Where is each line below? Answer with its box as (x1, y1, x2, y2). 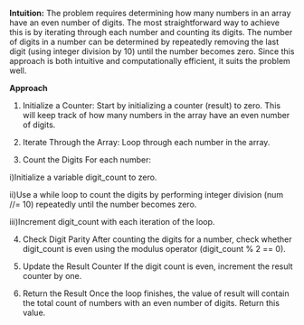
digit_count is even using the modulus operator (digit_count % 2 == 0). (22, 244, 287, 254)
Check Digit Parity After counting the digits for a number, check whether (22, 234, 292, 245)
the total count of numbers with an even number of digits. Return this (22, 298, 280, 308)
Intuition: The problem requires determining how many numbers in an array (9, 8, 291, 18)
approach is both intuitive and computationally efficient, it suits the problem (9, 56, 291, 66)
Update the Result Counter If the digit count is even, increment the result (22, 261, 293, 272)
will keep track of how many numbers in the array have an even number (22, 110, 290, 120)
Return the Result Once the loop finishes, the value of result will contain (22, 288, 290, 299)
